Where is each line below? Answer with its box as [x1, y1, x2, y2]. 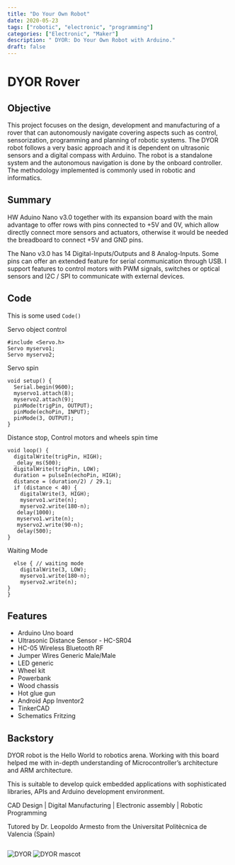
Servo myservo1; [7, 345, 55, 352]
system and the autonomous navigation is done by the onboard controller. [7, 159, 223, 167]
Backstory [7, 732, 55, 744]
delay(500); [16, 528, 52, 535]
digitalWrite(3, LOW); [20, 566, 87, 573]
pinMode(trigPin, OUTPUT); [13, 402, 93, 409]
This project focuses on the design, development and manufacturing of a [7, 121, 221, 129]
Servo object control [7, 325, 67, 333]
